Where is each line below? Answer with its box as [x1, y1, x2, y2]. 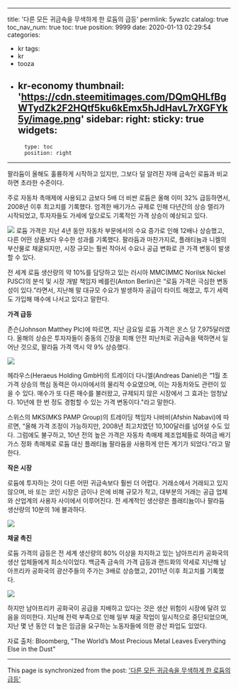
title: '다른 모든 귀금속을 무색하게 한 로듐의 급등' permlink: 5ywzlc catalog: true [7, 15, 229, 23]
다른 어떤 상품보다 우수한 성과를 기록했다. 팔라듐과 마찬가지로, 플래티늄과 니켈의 [7, 235, 227, 244]
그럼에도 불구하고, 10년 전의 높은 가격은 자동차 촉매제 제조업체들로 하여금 [16, 431, 218, 439]
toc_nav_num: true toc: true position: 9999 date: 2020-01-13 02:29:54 [7, 23, 211, 31]
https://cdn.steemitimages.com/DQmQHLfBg [21, 91, 227, 103]
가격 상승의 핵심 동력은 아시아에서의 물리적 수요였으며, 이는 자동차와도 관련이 [7, 379, 220, 388]
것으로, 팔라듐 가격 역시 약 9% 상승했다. [20, 343, 131, 351]
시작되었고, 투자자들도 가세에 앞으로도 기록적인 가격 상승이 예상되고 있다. [7, 211, 208, 220]
